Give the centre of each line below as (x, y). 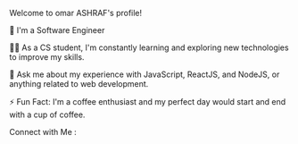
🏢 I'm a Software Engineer (57, 30)
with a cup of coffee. (47, 114)
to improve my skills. (47, 57)
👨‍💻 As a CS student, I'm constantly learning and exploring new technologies (149, 47)
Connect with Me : (43, 132)
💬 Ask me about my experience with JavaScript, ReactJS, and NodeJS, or (145, 74)
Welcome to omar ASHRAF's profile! (76, 13)
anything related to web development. (79, 84)
